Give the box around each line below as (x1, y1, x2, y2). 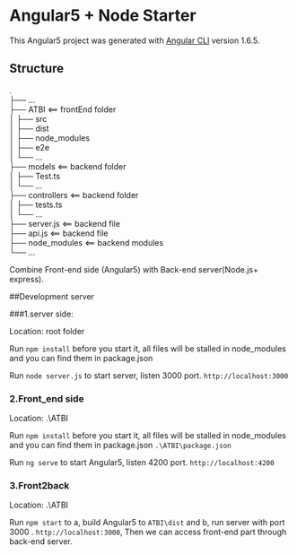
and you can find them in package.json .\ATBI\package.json (9, 440, 231, 451)
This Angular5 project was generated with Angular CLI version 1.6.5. (9, 35, 260, 46)
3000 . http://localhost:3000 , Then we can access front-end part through (9, 526, 287, 538)
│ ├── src (9, 113, 48, 124)
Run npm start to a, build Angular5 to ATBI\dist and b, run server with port (9, 517, 285, 528)
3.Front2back (9, 479, 70, 491)
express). (9, 273, 45, 284)
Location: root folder (9, 325, 85, 336)
